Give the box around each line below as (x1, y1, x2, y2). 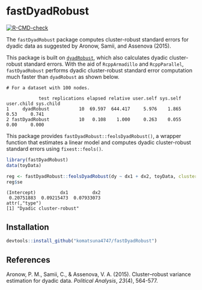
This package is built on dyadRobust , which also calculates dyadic (6, 54, 168, 61)
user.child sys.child (6, 101, 61, 107)
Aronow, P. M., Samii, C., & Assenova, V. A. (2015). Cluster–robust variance (6, 270, 191, 278)
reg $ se (6, 179, 23, 185)
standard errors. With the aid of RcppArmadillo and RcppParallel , (23, 60, 184, 68)
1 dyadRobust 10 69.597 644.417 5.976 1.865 (6, 106, 182, 112)
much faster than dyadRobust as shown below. (6, 73, 120, 80)
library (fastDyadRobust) (6, 157, 69, 163)
